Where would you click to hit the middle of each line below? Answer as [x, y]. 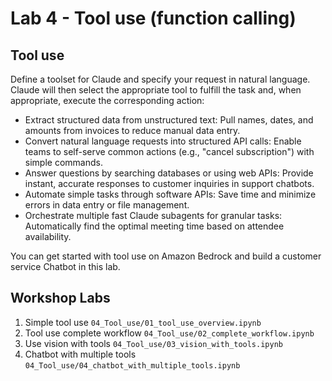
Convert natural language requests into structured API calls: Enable [163, 141]
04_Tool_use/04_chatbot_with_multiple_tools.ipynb [132, 365]
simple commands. [63, 162]
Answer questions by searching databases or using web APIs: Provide [169, 173]
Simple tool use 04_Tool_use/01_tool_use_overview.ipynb [143, 322]
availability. [48, 236]
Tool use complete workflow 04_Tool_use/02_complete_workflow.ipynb [169, 333]
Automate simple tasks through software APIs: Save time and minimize [170, 194]
